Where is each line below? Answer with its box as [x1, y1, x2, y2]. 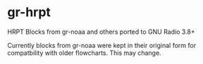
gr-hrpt [7, 4, 51, 20]
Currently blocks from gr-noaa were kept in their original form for [7, 41, 196, 49]
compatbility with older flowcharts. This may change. [7, 49, 161, 57]
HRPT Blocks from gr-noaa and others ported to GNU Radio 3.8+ [7, 27, 195, 36]
